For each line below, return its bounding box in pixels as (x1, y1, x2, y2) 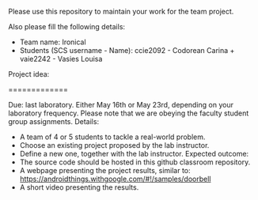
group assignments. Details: (8, 117, 100, 126)
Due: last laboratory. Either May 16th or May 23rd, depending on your (8, 100, 234, 109)
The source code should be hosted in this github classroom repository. (19, 157, 251, 167)
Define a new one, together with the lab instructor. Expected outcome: (19, 149, 249, 158)
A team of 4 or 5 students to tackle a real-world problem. (19, 132, 206, 142)
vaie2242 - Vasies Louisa (19, 55, 103, 63)
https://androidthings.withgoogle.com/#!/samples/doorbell (19, 174, 211, 183)
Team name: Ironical (19, 37, 86, 47)
